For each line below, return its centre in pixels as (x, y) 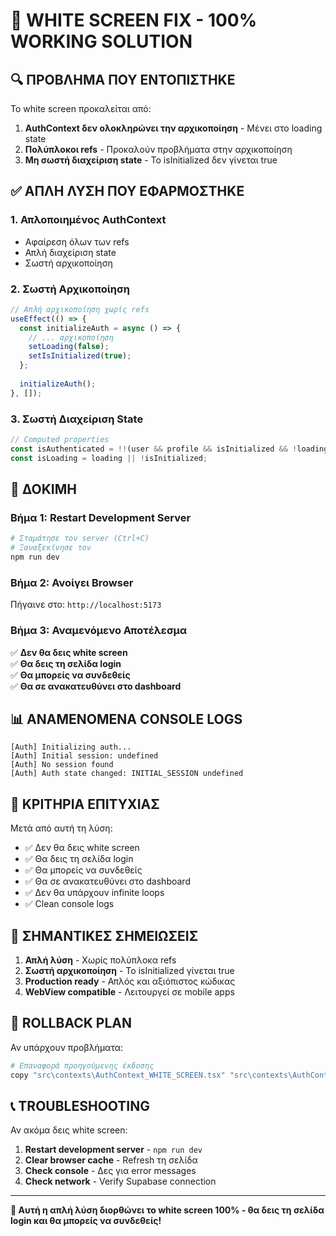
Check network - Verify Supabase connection (120, 1181)
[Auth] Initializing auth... (71, 747)
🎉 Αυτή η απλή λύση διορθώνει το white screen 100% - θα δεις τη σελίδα (167, 1210)
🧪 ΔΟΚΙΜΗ (43, 489)
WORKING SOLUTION (101, 41)
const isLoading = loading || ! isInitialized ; (109, 458)
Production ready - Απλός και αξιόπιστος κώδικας (130, 981)
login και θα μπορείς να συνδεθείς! (86, 1221)
